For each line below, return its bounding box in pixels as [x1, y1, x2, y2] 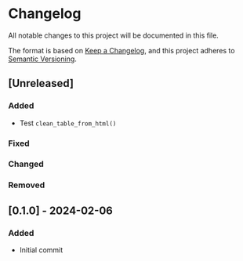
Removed [8, 179, 45, 190]
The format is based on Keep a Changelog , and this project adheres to [8, 45, 235, 55]
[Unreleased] [8, 77, 74, 90]
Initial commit [19, 245, 63, 255]
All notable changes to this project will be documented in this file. [8, 31, 219, 40]
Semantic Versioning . [8, 54, 77, 63]
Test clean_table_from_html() [19, 118, 117, 128]
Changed [8, 158, 45, 169]
